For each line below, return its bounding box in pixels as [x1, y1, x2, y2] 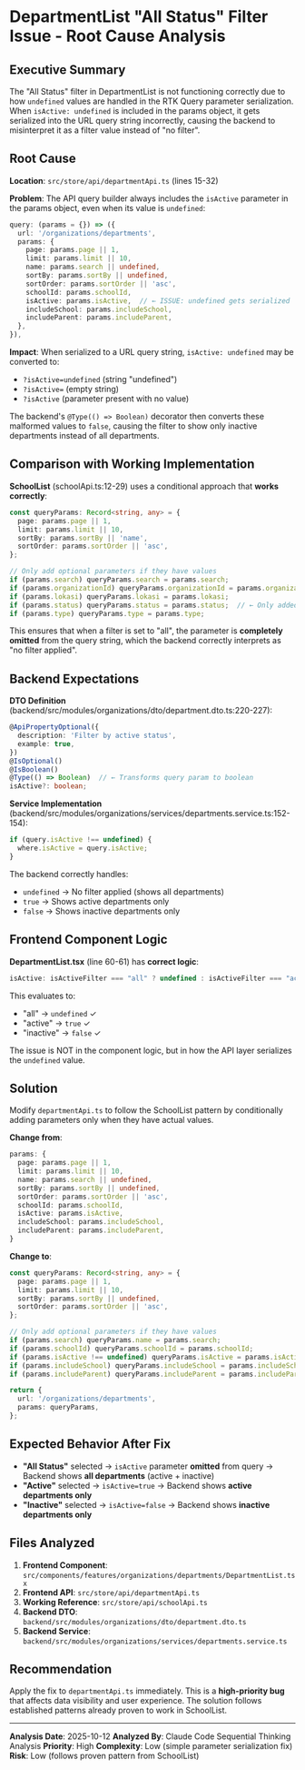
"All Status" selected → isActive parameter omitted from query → [22, 1461, 274, 1472]
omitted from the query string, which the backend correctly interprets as [9, 635, 281, 646]
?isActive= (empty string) [22, 384, 120, 395]
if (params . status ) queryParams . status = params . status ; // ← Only [9, 601, 274, 610]
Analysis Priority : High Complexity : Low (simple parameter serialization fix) [9, 1741, 293, 1752]
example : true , [17, 739, 75, 748]
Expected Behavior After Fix [9, 1436, 171, 1452]
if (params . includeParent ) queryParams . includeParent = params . [9, 1370, 258, 1379]
